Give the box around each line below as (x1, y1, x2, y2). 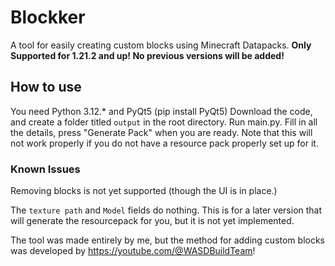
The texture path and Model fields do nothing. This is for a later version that (10, 204, 323, 216)
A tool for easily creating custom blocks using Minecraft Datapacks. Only (10, 39, 312, 51)
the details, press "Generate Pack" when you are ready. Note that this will (10, 126, 313, 138)
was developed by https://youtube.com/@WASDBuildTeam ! (10, 245, 256, 257)
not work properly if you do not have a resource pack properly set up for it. (10, 137, 319, 149)
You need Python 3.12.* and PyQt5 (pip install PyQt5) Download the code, (10, 105, 313, 117)
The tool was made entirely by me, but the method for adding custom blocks (10, 234, 326, 246)
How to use (10, 79, 82, 96)
